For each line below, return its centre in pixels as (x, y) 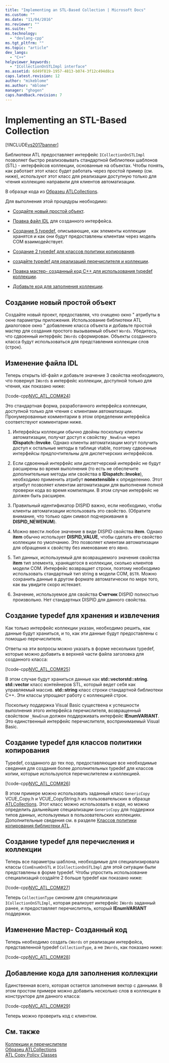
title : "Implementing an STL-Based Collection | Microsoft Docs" (75, 10)
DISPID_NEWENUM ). (35, 522)
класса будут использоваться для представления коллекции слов (77, 342)
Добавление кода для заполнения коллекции (81, 973)
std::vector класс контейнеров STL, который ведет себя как (70, 684)
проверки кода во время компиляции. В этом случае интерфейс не (86, 490)
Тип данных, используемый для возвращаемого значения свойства (86, 557)
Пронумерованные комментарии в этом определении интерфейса (78, 416)
